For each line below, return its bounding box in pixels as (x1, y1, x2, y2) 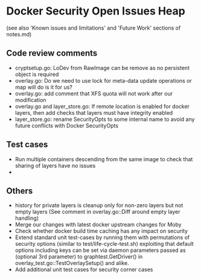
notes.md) (6, 30, 32, 37)
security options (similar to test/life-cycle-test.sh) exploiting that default (14, 240, 194, 248)
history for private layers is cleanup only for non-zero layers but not (14, 202, 183, 209)
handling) (14, 214, 39, 222)
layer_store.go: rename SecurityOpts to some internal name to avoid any (14, 115, 195, 123)
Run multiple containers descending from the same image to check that (14, 155, 193, 162)
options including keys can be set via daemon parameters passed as (14, 246, 186, 254)
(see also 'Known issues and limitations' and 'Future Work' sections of (6, 24, 181, 31)
